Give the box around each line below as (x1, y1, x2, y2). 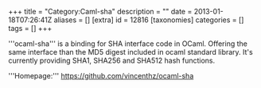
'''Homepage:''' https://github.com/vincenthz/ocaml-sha (8, 71, 194, 80)
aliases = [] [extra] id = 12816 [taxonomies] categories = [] (53, 15, 244, 25)
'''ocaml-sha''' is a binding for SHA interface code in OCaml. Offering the (8, 39, 248, 48)
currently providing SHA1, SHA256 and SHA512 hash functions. (8, 55, 216, 65)
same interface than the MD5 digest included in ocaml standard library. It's (8, 48, 253, 56)
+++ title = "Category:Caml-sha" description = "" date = (8, 7, 193, 16)
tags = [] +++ (8, 24, 53, 33)
